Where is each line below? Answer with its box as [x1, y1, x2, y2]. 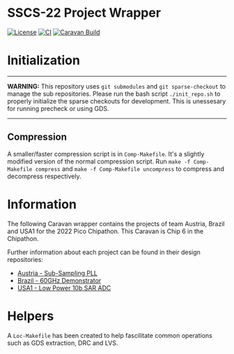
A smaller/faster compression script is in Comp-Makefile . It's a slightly [7, 149, 205, 158]
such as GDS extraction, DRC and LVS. [7, 339, 118, 347]
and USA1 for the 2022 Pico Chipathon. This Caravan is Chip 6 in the [7, 227, 204, 235]
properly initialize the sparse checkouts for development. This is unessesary [7, 96, 226, 105]
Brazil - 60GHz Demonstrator [17, 276, 102, 284]
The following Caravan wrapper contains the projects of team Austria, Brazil [7, 219, 225, 228]
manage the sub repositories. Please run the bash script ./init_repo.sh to [7, 89, 221, 98]
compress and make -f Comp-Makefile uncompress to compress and [35, 164, 224, 172]
